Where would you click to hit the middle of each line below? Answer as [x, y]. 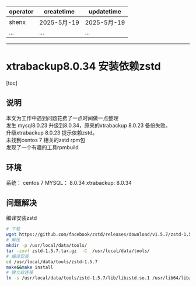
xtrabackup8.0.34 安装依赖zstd [84, 66]
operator [21, 11]
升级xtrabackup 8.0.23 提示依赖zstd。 [52, 132]
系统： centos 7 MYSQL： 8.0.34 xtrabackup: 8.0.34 [69, 182]
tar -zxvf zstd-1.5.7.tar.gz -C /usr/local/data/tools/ [78, 251]
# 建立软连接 [20, 273]
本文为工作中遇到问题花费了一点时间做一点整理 [62, 118]
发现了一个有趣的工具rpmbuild [42, 147]
